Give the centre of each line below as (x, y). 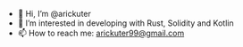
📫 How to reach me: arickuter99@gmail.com (101, 33)
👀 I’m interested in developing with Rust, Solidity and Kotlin (126, 23)
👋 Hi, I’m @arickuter (54, 14)
